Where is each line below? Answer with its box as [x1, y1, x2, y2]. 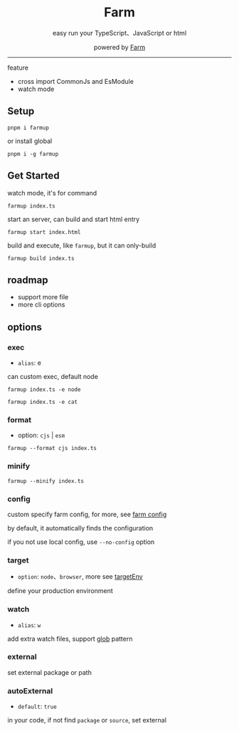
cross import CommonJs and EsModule [17, 77, 134, 85]
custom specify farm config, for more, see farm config [7, 510, 167, 518]
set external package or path [7, 668, 92, 676]
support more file [17, 293, 69, 302]
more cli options [17, 300, 65, 309]
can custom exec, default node [7, 373, 98, 381]
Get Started [7, 170, 60, 182]
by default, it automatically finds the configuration [7, 523, 154, 532]
